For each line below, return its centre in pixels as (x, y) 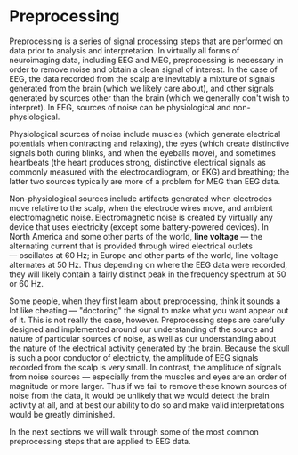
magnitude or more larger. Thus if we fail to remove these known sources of (148, 386)
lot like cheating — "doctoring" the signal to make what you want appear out (149, 310)
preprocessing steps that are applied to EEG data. (100, 441)
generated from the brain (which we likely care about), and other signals (141, 88)
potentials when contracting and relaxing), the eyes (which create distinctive (149, 143)
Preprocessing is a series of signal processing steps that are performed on (146, 41)
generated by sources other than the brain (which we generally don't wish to (149, 97)
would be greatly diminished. (62, 414)
